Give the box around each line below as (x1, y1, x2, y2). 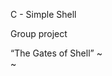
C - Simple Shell (10, 9, 77, 20)
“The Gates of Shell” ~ (10, 47, 103, 59)
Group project (10, 28, 68, 39)
